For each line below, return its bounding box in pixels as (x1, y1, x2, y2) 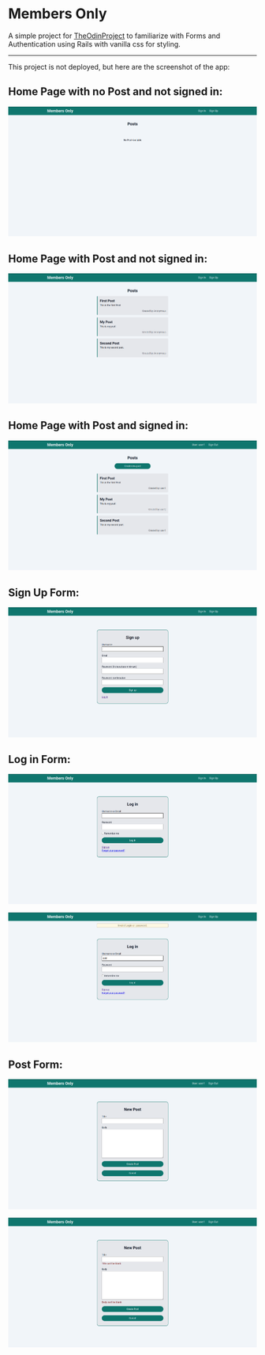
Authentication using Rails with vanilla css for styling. (8, 39, 181, 48)
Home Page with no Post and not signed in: (8, 85, 223, 99)
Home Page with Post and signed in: (8, 419, 189, 432)
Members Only (8, 5, 108, 23)
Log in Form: (8, 753, 71, 766)
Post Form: (8, 1057, 63, 1071)
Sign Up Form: (8, 586, 80, 599)
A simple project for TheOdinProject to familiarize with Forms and (8, 31, 221, 40)
